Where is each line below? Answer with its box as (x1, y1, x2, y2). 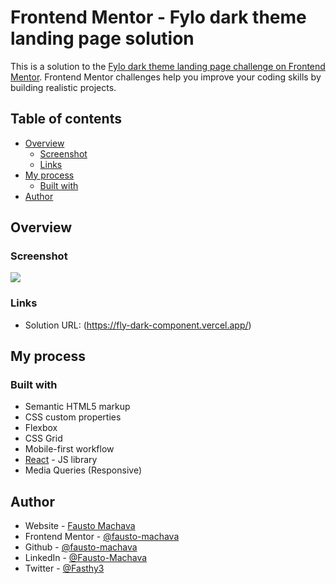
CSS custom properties (24, 411, 122, 423)
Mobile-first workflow (24, 443, 115, 455)
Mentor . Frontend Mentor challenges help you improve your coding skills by (10, 71, 322, 83)
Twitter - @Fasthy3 (24, 562, 105, 575)
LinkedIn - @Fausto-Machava (24, 552, 148, 564)
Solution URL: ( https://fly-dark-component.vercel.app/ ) (24, 319, 252, 331)
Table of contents (10, 111, 122, 128)
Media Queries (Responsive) (24, 464, 142, 476)
